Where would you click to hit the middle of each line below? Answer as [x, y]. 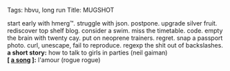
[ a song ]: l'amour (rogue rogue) [54, 60]
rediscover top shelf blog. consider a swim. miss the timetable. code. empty [115, 31]
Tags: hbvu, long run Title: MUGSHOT [61, 10]
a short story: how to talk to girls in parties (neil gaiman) [87, 52]
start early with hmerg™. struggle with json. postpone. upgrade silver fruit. [112, 23]
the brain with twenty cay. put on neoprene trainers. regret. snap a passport [115, 38]
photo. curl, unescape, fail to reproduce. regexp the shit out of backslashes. [115, 45]
